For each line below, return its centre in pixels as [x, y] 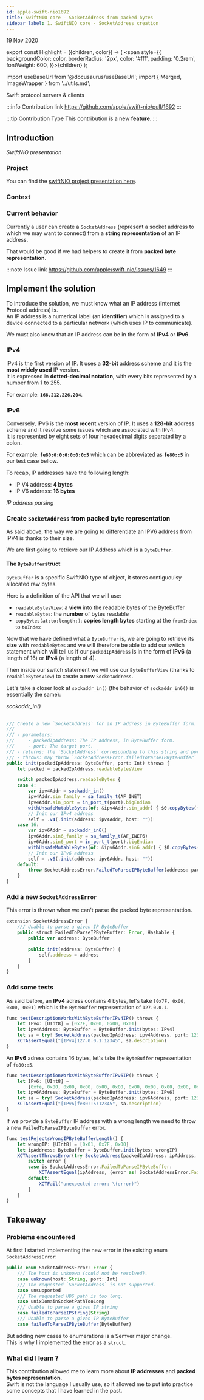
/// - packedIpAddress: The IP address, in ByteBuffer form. [90, 741]
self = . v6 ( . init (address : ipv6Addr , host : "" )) [91, 859]
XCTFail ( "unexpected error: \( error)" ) [89, 1184]
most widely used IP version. [43, 370]
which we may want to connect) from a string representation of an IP [93, 233]
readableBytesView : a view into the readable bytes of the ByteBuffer [100, 607]
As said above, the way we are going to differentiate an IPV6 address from [99, 531]
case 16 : [28, 825]
